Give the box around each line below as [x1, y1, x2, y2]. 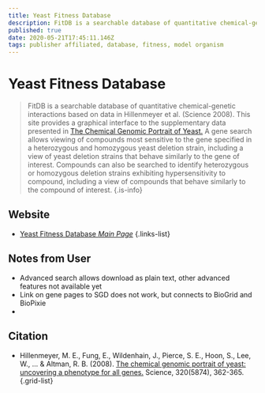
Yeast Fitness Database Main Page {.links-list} [19, 229, 171, 238]
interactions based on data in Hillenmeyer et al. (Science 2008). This [27, 110, 251, 119]
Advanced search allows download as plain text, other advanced [19, 273, 230, 282]
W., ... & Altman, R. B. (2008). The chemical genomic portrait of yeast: [19, 359, 246, 368]
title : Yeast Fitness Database [8, 11, 111, 20]
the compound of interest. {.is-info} [27, 185, 144, 195]
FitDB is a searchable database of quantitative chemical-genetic [27, 101, 237, 111]
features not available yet [19, 282, 103, 291]
